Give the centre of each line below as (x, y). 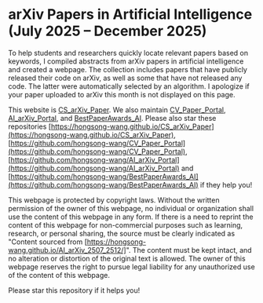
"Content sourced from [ (48, 242)
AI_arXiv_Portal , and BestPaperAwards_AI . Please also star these (112, 118)
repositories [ (30, 126)
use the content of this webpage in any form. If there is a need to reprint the (131, 217)
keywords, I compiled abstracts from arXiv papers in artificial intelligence (126, 61)
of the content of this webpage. (59, 275)
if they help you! (226, 184)
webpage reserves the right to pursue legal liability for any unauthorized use (131, 266)
